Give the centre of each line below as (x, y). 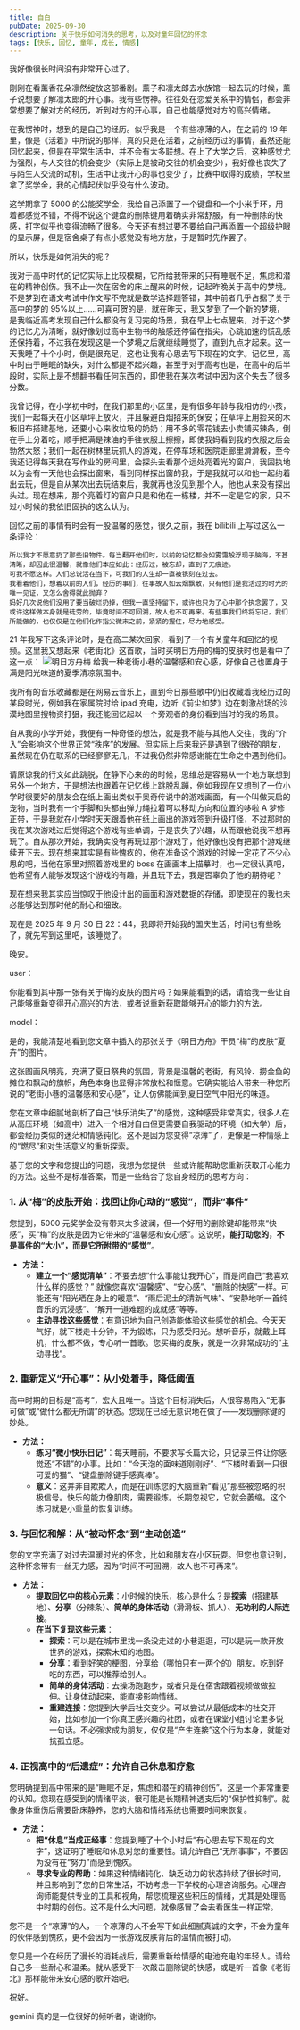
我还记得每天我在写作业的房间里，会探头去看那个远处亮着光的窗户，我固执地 (150, 462)
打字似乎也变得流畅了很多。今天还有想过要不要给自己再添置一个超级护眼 (158, 226)
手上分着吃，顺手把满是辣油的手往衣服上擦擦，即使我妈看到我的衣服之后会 (154, 439)
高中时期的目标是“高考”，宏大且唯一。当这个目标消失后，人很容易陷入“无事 (147, 1399)
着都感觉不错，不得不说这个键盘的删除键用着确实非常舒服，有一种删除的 (142, 215)
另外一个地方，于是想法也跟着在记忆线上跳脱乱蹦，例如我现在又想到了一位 (146, 786)
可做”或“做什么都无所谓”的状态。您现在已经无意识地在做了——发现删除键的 (147, 1411)
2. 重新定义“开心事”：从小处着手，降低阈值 (102, 1379)
